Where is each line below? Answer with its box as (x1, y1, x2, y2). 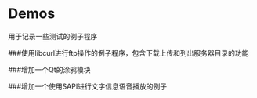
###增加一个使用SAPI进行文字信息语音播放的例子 (8, 82, 167, 91)
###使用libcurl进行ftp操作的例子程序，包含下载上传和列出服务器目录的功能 (8, 48, 249, 57)
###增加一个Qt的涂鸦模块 (8, 64, 91, 74)
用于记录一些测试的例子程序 (8, 31, 98, 41)
